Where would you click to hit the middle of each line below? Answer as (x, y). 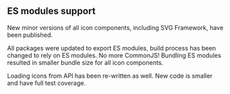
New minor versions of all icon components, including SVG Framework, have (115, 27)
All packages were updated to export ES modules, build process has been (112, 48)
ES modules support (51, 11)
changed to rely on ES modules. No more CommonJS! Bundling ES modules (114, 55)
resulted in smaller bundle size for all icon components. (85, 62)
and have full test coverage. (46, 83)
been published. (30, 35)
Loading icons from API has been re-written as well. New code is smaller (110, 76)
